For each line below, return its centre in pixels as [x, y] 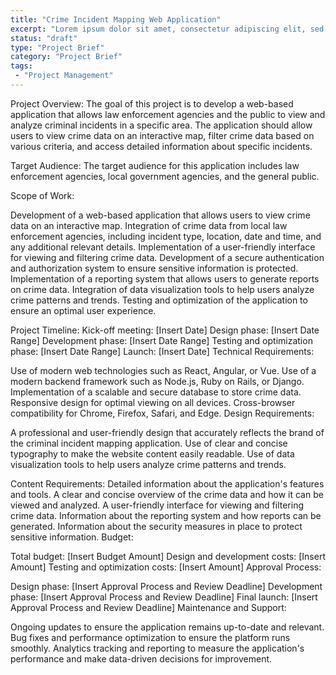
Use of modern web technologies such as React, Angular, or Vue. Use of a [163, 370]
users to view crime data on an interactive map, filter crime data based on [162, 135]
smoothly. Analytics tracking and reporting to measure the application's [157, 648]
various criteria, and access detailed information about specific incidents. [161, 146]
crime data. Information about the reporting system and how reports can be [166, 515]
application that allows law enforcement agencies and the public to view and [168, 114]
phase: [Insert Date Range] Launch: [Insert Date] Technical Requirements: [162, 351]
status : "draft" [44, 38]
